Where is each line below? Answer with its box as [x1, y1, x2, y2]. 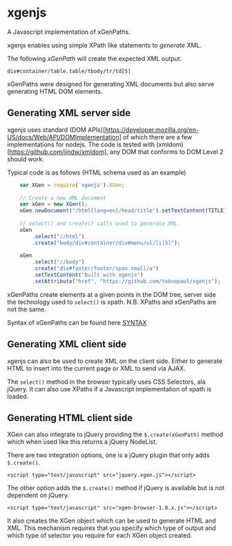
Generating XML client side [7, 338, 127, 350]
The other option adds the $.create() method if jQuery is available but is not [7, 484, 225, 492]
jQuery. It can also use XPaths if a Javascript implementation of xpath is [7, 384, 212, 393]
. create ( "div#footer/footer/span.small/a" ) [32, 265, 159, 272]
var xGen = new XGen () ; [19, 201, 88, 208]
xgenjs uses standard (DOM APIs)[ [7, 126, 106, 134]
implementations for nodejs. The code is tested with [7, 140, 155, 148]
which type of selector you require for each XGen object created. [7, 532, 193, 540]
